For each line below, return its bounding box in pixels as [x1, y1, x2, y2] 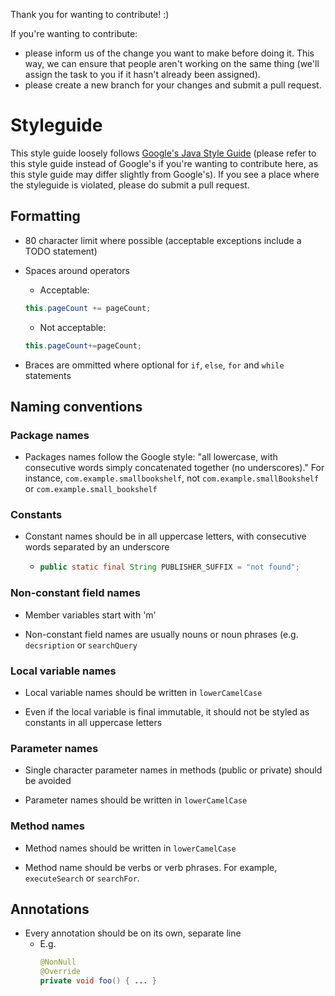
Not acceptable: [39, 321, 107, 333]
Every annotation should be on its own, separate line [24, 927, 242, 939]
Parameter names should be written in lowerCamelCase [24, 794, 248, 806]
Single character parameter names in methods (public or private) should [24, 764, 323, 776]
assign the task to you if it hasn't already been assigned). [24, 69, 261, 80]
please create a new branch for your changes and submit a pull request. [24, 79, 322, 91]
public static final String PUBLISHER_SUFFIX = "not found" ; [39, 562, 300, 573]
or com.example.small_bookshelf [24, 483, 158, 495]
